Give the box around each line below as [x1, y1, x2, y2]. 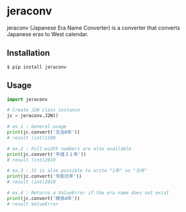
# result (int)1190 [7, 134, 56, 141]
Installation [7, 48, 50, 58]
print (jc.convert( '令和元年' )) [7, 173, 82, 179]
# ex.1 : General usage [7, 123, 67, 130]
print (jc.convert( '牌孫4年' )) [7, 195, 80, 201]
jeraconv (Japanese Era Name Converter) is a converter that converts [7, 24, 181, 31]
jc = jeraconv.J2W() [7, 113, 59, 119]
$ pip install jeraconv [7, 64, 67, 70]
